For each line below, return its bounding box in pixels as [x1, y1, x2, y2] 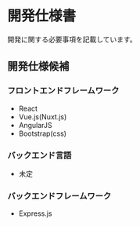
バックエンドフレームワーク [7, 190, 112, 201]
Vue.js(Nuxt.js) [18, 111, 67, 122]
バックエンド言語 [7, 150, 72, 161]
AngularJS [18, 120, 52, 129]
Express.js [18, 209, 52, 218]
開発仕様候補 [7, 60, 70, 73]
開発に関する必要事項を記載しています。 [7, 35, 138, 44]
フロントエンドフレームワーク [7, 86, 120, 97]
